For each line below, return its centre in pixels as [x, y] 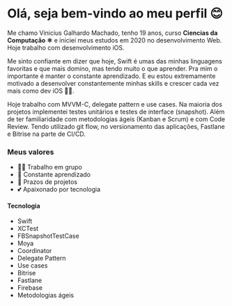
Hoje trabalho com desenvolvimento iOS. [66, 47]
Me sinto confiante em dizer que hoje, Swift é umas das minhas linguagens [115, 61]
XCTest [28, 229]
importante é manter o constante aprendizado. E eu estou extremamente [111, 76]
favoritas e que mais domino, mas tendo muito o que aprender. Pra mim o [113, 68]
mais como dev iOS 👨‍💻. [41, 91]
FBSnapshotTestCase [48, 236]
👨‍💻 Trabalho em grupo [49, 167]
